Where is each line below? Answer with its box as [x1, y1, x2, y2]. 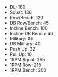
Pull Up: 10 [9, 51, 32, 57]
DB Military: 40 [9, 41, 41, 46]
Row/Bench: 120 [9, 15, 44, 20]
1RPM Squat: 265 [9, 57, 45, 62]
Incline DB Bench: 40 [9, 31, 53, 36]
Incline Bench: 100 [9, 25, 48, 31]
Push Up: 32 [9, 46, 36, 52]
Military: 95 [9, 36, 33, 41]
